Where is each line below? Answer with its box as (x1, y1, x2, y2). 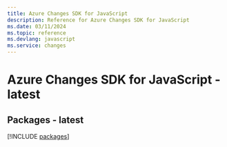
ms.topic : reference (7, 29, 67, 37)
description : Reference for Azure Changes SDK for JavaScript (7, 17, 190, 23)
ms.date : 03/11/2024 (7, 23, 67, 30)
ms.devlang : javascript (7, 36, 76, 43)
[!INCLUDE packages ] (7, 133, 70, 140)
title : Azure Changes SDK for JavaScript (7, 10, 128, 17)
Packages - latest (7, 114, 84, 126)
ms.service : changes (7, 42, 67, 49)
